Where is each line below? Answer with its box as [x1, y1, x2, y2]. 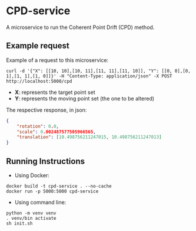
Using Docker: [14, 171, 50, 178]
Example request [6, 41, 69, 51]
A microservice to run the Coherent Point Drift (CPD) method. [6, 24, 155, 31]
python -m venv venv [6, 210, 57, 216]
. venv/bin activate [6, 215, 57, 221]
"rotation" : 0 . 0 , [16, 123, 59, 129]
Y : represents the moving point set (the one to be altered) [14, 95, 155, 102]
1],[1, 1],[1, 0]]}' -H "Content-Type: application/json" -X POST [6, 73, 172, 79]
